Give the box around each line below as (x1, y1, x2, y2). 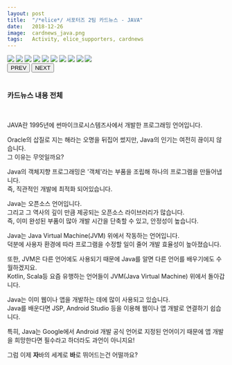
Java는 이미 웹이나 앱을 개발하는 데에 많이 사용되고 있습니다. (7, 295, 170, 304)
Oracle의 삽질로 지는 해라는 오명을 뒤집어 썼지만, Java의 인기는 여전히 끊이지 (7, 135, 215, 144)
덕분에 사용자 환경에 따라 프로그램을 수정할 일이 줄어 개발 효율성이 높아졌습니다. (7, 240, 222, 249)
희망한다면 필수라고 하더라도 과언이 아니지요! (14, 336, 135, 344)
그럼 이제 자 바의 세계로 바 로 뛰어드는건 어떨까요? (7, 350, 139, 359)
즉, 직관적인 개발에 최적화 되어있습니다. (7, 185, 113, 194)
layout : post (7, 10, 45, 17)
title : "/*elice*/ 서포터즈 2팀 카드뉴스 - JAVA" (7, 17, 143, 24)
